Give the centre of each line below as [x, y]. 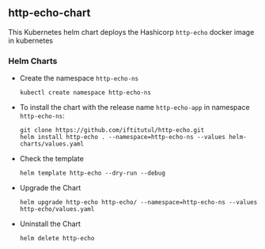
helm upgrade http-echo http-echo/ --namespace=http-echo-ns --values [138, 202]
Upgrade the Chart [50, 188]
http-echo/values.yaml [57, 209]
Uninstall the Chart [50, 224]
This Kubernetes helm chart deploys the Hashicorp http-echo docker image [131, 32]
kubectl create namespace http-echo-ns [85, 93]
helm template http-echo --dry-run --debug [93, 173]
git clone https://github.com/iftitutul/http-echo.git [112, 130]
